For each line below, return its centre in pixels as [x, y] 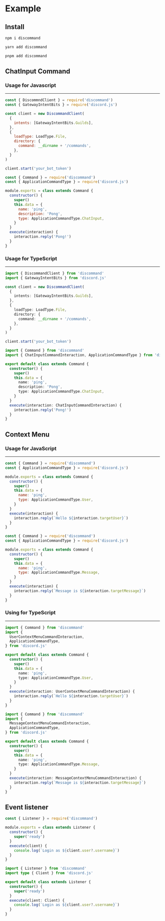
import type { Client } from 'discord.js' [49, 873]
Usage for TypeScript [31, 258]
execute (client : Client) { [37, 900]
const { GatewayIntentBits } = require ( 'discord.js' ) [61, 105]
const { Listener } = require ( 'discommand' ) [51, 819]
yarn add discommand [26, 47]
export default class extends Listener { [48, 882]
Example [23, 9]
